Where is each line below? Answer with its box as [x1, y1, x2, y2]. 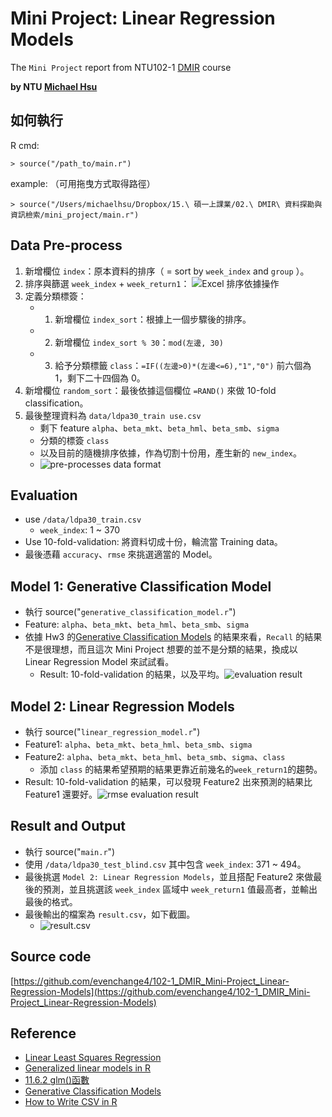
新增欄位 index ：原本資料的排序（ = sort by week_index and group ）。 [24, 265, 310, 277]
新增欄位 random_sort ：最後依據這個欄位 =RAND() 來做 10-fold [24, 384, 277, 396]
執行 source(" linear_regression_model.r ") [24, 726, 201, 737]
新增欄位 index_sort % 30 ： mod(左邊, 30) [54, 336, 224, 348]
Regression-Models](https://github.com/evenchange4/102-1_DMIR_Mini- [10, 985, 311, 997]
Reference [10, 1025, 77, 1042]
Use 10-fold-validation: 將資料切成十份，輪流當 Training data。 [24, 536, 283, 548]
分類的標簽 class [39, 434, 110, 446]
